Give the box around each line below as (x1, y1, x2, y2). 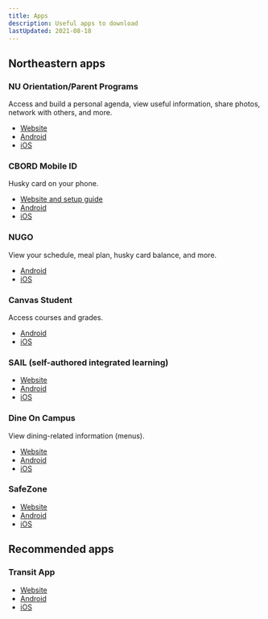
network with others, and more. (8, 108, 113, 118)
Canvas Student (8, 294, 72, 305)
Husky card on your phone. (8, 179, 99, 189)
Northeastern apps (8, 56, 106, 70)
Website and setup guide (19, 194, 103, 204)
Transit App (8, 567, 56, 578)
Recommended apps (8, 542, 114, 556)
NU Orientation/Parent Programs (8, 81, 138, 92)
